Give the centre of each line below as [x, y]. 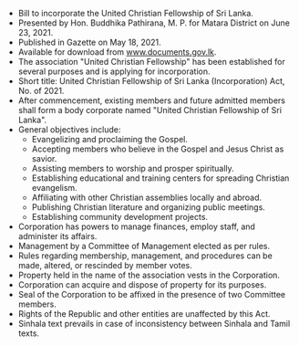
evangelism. [54, 188]
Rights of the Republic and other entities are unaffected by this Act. [144, 314]
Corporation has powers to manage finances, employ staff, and [136, 226]
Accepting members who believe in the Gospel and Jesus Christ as [158, 149]
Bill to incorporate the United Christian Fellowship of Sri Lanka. [135, 13]
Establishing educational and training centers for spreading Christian [160, 178]
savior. [44, 158]
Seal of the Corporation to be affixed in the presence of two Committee [152, 294]
